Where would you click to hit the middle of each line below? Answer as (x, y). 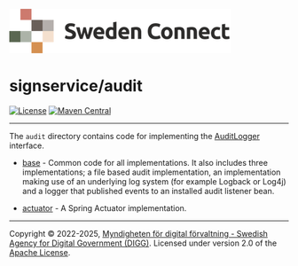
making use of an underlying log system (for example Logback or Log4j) (154, 181)
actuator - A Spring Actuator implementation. (104, 207)
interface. (27, 145)
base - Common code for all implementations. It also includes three (145, 162)
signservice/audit (76, 86)
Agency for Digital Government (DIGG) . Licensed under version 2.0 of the (143, 243)
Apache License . (40, 252)
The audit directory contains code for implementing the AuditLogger (134, 136)
